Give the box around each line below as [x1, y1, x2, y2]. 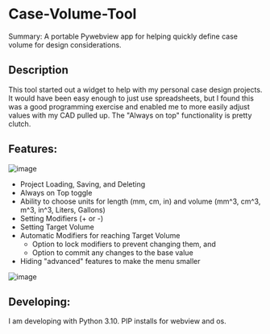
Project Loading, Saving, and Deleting [19, 179, 146, 189]
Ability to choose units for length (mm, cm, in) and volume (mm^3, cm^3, [19, 196, 261, 206]
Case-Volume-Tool [8, 5, 137, 23]
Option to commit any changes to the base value [31, 247, 193, 258]
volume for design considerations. [8, 39, 123, 49]
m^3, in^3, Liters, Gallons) [19, 204, 106, 214]
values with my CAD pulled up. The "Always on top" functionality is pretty [8, 110, 252, 120]
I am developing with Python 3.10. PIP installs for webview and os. [8, 316, 227, 326]
